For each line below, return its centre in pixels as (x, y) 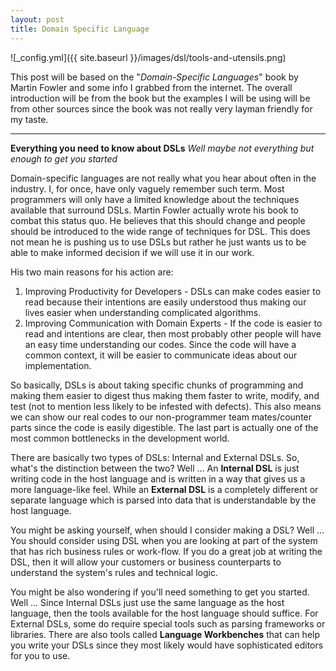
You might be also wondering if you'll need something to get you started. (160, 592)
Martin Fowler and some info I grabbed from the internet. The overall (151, 87)
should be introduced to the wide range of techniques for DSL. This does (160, 231)
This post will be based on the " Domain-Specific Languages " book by (154, 77)
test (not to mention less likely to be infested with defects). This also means (166, 406)
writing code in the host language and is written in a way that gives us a (158, 478)
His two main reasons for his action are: (92, 272)
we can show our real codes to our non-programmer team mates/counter (161, 417)
